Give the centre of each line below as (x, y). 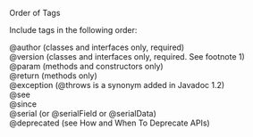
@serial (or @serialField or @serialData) (83, 113)
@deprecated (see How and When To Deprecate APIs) (110, 123)
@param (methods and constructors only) (86, 66)
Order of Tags (35, 13)
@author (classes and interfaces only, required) (97, 47)
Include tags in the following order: (73, 30)
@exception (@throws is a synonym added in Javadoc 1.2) (117, 85)
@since (23, 104)
